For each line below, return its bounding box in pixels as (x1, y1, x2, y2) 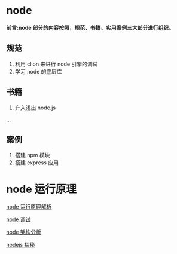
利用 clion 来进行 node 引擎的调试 (14, 60, 98, 68)
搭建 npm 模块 (14, 152, 50, 159)
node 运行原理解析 (6, 203, 52, 210)
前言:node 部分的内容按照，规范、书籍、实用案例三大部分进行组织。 (6, 24, 175, 31)
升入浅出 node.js (14, 104, 56, 111)
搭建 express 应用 (14, 159, 59, 166)
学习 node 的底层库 (14, 68, 63, 75)
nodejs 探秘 (6, 241, 35, 249)
